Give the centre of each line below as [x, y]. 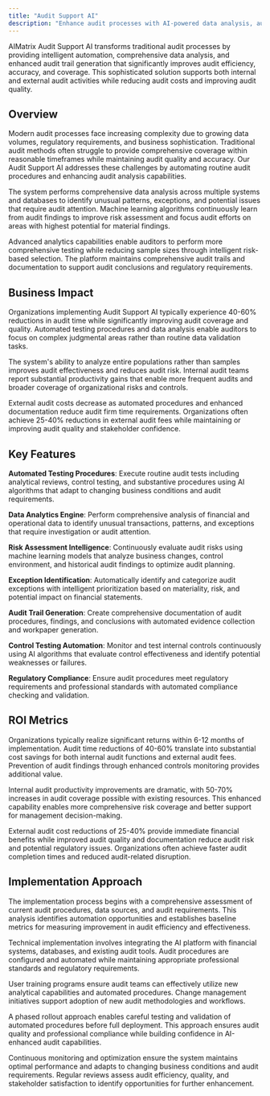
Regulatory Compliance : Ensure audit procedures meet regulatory [119, 678]
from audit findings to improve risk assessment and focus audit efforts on [130, 217]
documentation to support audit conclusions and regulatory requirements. [131, 267]
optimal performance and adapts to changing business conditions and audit [133, 1066]
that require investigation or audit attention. [80, 531]
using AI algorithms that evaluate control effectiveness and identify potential [135, 653]
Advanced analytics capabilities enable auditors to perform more [116, 241]
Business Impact [51, 293]
